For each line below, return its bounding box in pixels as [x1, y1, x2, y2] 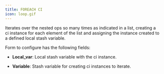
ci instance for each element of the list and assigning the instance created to [5, 30, 160, 36]
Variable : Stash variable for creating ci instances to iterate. [12, 63, 131, 69]
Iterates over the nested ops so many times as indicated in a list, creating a [5, 25, 156, 30]
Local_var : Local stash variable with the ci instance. [12, 54, 117, 59]
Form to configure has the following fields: [5, 44, 91, 50]
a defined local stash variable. [5, 35, 66, 41]
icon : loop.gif [5, 12, 36, 16]
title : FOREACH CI [5, 7, 43, 12]
